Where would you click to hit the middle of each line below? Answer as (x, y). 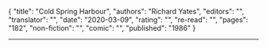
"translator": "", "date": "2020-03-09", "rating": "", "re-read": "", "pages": (128, 20)
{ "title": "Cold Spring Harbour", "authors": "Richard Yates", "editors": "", (126, 11)
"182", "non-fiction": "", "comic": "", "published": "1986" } (102, 28)
